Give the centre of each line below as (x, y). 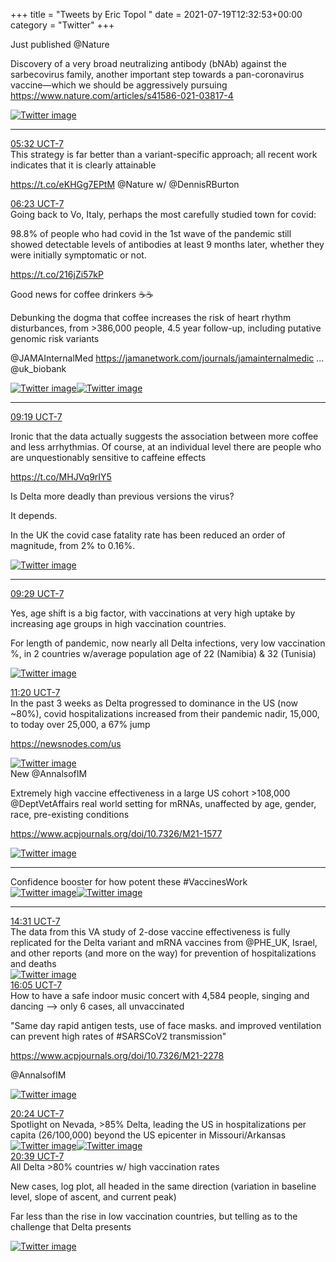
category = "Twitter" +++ (62, 25)
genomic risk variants (55, 338)
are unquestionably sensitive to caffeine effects (108, 457)
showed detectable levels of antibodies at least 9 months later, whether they (167, 244)
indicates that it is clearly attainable (83, 165)
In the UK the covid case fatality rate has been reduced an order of (148, 535)
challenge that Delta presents (71, 1227)
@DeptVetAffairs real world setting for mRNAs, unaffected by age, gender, (163, 803)
